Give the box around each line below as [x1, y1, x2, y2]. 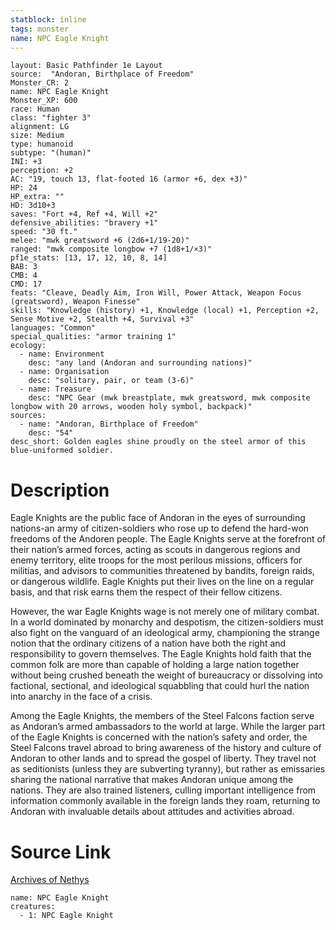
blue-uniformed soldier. [10, 446, 114, 456]
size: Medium [10, 131, 65, 141]
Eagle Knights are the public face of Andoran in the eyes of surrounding [10, 512, 306, 524]
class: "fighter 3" [10, 113, 92, 123]
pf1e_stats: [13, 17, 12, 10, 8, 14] [10, 253, 168, 263]
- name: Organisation [19, 367, 110, 377]
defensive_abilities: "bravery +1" [10, 218, 159, 228]
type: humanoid [10, 139, 74, 150]
